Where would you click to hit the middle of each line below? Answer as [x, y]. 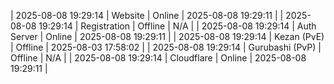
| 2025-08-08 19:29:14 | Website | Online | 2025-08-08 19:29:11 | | [147, 15]
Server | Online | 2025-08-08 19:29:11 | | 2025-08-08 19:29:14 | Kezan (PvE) [167, 36]
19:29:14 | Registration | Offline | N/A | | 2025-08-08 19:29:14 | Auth [177, 26]
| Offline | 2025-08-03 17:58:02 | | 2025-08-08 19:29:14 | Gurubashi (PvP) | [166, 47]
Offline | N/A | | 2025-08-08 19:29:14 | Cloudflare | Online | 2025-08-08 [158, 58]
